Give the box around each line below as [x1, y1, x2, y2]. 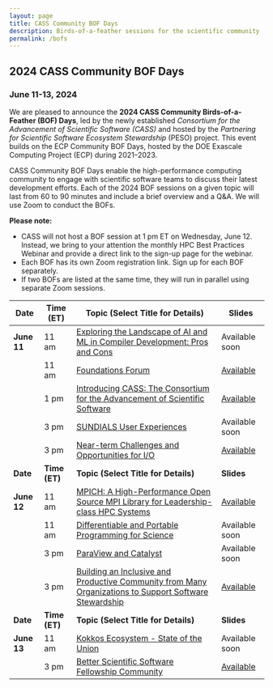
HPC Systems [97, 506, 151, 517]
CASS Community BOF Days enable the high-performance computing [9, 165, 242, 175]
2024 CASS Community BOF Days [9, 64, 185, 78]
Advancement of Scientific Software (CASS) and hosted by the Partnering [9, 124, 256, 134]
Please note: [9, 215, 53, 225]
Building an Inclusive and [76, 566, 172, 577]
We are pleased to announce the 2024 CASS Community [9, 107, 202, 117]
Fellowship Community [76, 665, 164, 677]
